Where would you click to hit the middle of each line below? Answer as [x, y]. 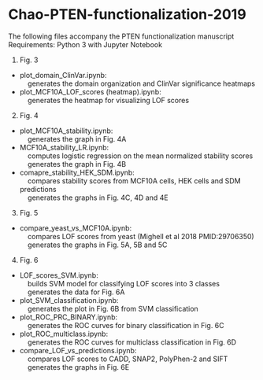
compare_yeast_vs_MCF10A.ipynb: [76, 228]
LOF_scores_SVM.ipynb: [59, 275]
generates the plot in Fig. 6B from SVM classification [113, 308]
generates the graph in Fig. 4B [77, 164]
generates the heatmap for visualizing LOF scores [108, 100]
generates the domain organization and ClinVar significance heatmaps [141, 83]
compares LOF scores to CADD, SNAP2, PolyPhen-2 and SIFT [128, 359]
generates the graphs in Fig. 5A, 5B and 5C [97, 245]
